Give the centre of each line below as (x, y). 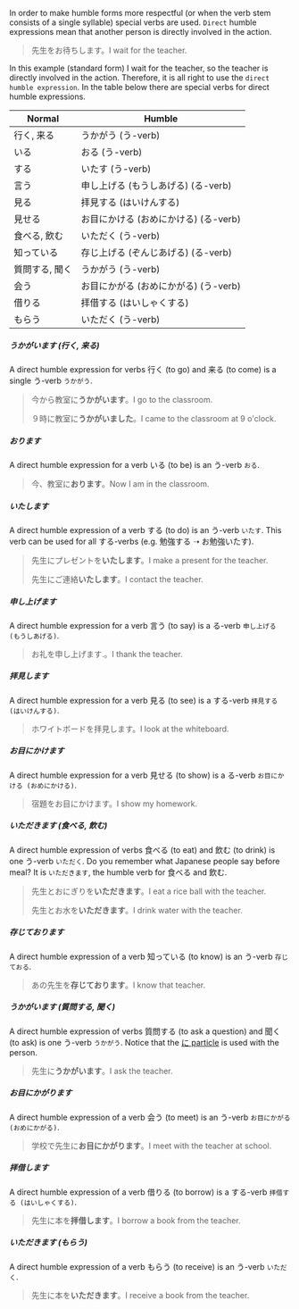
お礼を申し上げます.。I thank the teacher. (107, 654)
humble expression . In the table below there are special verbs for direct (139, 87)
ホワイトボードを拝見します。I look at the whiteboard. (130, 729)
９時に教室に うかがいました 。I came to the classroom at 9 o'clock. (154, 418)
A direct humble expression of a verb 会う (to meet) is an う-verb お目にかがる (150, 1117)
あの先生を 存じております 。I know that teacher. (118, 985)
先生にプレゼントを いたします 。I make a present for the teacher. (149, 560)
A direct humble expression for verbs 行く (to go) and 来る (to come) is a (143, 369)
